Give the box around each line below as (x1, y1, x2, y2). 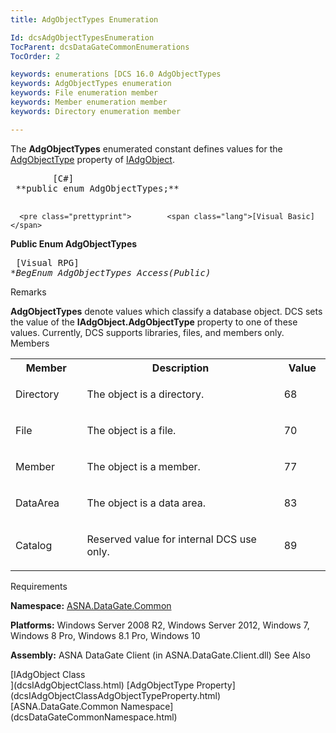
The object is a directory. (86, 387, 205, 401)
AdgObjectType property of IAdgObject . (10, 153, 175, 165)
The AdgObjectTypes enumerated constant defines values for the (10, 142, 283, 155)
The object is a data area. (86, 496, 206, 510)
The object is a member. (86, 459, 201, 473)
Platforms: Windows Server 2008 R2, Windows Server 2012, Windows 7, (10, 619, 310, 631)
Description (151, 361, 210, 375)
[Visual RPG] (15, 257, 80, 268)
